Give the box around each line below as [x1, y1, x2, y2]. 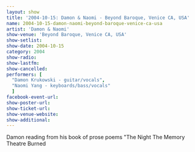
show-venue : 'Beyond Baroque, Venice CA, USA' [6, 32, 127, 38]
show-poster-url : [6, 100, 51, 106]
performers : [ [6, 71, 43, 78]
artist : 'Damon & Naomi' [6, 26, 70, 32]
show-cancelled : [6, 65, 48, 72]
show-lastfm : [6, 60, 40, 66]
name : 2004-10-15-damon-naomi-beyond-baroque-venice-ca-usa [6, 20, 163, 26]
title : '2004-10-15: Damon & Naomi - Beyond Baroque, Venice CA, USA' [6, 15, 190, 21]
